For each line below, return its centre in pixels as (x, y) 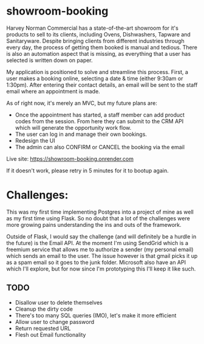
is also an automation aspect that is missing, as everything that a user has (99, 53)
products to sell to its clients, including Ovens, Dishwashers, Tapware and (99, 34)
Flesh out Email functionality (50, 334)
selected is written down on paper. (49, 60)
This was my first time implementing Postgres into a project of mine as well (100, 212)
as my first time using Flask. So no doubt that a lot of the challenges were (98, 218)
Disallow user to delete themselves (59, 302)
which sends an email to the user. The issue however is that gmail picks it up (102, 255)
